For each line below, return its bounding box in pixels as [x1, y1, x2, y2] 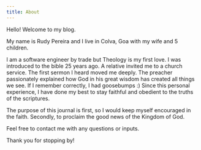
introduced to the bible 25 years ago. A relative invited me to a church [6, 62, 183, 70]
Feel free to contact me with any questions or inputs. [6, 124, 140, 132]
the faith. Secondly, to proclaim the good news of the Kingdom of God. [6, 113, 185, 120]
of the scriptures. [6, 95, 50, 102]
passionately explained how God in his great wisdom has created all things [6, 75, 195, 82]
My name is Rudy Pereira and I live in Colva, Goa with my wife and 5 [6, 37, 178, 45]
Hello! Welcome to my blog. [6, 26, 76, 33]
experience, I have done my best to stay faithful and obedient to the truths [6, 88, 194, 95]
